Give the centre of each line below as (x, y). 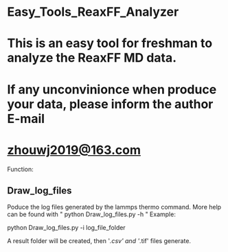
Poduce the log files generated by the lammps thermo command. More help (114, 207)
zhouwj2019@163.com (74, 150)
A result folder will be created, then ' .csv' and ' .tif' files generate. (99, 241)
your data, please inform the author (110, 104)
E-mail (26, 118)
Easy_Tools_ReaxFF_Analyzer (93, 12)
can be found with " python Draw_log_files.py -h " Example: (92, 214)
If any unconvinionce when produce (112, 89)
